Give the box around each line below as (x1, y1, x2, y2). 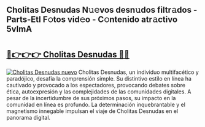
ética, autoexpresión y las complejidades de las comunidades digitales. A (6, 88, 191, 95)
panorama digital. (6, 114, 51, 121)
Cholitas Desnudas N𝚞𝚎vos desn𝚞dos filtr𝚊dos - (6, 5, 198, 15)
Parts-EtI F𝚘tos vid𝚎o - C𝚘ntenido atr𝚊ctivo (6, 15, 178, 25)
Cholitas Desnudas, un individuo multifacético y (78, 68, 199, 76)
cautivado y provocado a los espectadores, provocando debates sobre (6, 82, 186, 89)
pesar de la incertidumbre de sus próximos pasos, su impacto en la (6, 95, 176, 101)
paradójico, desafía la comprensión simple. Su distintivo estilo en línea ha (6, 75, 192, 82)
